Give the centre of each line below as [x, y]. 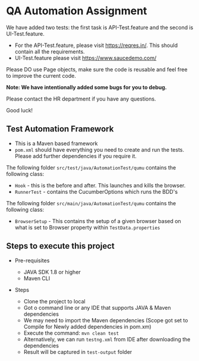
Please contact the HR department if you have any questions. [81, 99]
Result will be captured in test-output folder [78, 351]
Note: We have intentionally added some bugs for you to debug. [87, 87]
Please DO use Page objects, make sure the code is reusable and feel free [97, 69]
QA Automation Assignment [77, 11]
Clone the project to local [54, 301]
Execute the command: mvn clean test [71, 333]
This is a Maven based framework [56, 143]
